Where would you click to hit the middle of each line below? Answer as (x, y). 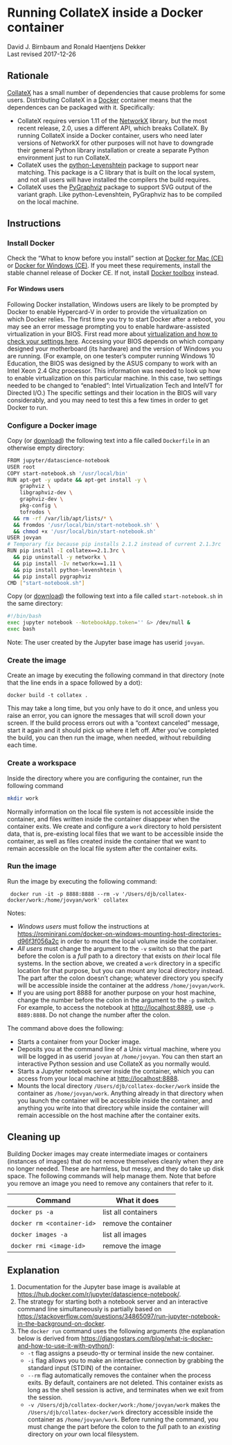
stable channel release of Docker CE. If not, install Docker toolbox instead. (113, 273)
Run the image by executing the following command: (82, 881)
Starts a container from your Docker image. (79, 1042)
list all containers (130, 1212)
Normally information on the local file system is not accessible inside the (110, 812)
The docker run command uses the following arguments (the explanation (121, 1331)
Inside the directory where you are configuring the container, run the (105, 778)
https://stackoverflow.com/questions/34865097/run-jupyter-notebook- (119, 1316)
